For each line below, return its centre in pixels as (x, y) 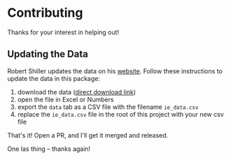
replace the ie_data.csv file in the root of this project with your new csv (120, 114)
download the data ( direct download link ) (77, 92)
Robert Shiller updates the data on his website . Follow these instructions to (115, 71)
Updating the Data (48, 54)
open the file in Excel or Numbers (65, 99)
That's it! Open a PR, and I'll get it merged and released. (88, 135)
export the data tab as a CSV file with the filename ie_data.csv (108, 107)
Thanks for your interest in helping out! (63, 32)
